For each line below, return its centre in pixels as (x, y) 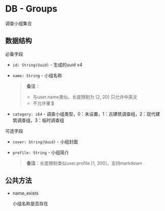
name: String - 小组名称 (37, 75)
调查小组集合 (18, 23)
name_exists (25, 193)
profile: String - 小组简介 (41, 152)
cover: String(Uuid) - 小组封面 (45, 141)
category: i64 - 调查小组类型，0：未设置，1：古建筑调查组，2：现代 (84, 114)
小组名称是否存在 (30, 203)
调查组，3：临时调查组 (41, 120)
